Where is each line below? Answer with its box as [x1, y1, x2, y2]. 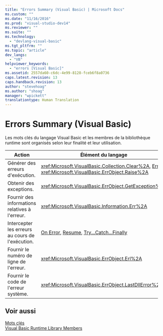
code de [7, 279, 27, 285]
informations [7, 200, 36, 207]
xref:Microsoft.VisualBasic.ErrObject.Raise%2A [41, 169, 149, 176]
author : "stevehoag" [5, 84, 47, 89]
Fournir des [7, 194, 34, 201]
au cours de [7, 232, 35, 239]
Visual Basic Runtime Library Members [5, 325, 82, 331]
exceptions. [7, 186, 34, 193]
